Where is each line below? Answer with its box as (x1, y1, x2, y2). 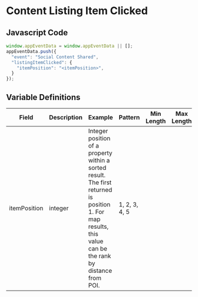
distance (88, 266, 113, 275)
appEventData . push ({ (6, 48, 57, 54)
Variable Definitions (6, 92, 81, 102)
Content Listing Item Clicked (6, 4, 148, 18)
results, (88, 222, 109, 231)
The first (88, 178, 112, 186)
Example (88, 113, 113, 121)
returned (88, 185, 113, 193)
